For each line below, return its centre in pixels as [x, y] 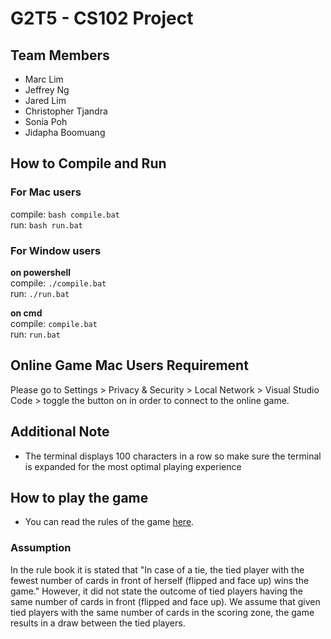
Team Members [60, 55]
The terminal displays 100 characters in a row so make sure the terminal [173, 456]
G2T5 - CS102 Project [102, 18]
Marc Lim [44, 79]
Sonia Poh [46, 121]
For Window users [56, 250]
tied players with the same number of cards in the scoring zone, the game [162, 612]
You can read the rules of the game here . [109, 522]
